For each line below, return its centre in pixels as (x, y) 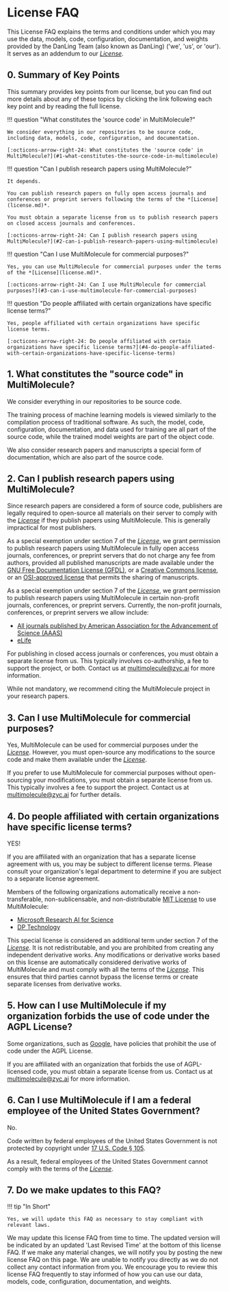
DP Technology (39, 927)
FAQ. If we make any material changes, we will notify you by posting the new (115, 1252)
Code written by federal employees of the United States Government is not (112, 1140)
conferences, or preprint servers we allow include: (78, 612)
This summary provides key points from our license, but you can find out (109, 91)
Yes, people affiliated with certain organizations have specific (104, 323)
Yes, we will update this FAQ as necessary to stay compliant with (105, 1219)
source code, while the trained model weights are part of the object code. (111, 436)
